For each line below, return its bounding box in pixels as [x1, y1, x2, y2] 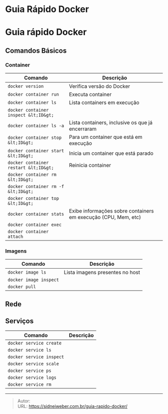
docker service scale [7, 361, 59, 366]
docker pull [7, 284, 36, 290]
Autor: [17, 397, 30, 404]
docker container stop [7, 135, 61, 141]
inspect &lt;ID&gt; [7, 112, 54, 118]
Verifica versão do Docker [69, 83, 130, 90]
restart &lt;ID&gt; [7, 165, 54, 171]
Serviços [5, 317, 34, 325]
